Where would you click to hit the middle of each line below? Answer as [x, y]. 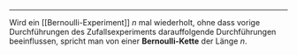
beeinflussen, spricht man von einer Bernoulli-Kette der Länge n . [128, 41]
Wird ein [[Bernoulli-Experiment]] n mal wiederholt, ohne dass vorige [135, 22]
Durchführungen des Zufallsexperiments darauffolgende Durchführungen [143, 32]
